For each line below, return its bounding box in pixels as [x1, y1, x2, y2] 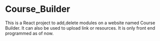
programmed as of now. [5, 30, 54, 36]
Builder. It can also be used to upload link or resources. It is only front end [5, 25, 156, 31]
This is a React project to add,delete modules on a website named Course [5, 20, 156, 26]
